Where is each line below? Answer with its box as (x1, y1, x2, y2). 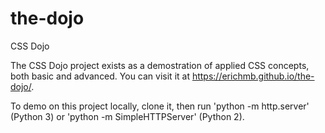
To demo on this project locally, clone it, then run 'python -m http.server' (10, 100, 310, 112)
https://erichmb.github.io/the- (191, 70, 315, 82)
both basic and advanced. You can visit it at (10, 70, 190, 82)
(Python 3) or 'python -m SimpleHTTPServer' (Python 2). (10, 110, 245, 122)
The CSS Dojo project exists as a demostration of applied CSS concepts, (10, 59, 310, 71)
